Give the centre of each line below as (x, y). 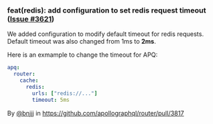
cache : (29, 81)
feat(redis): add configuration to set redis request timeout (107, 10)
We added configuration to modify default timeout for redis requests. (105, 34)
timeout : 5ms (51, 100)
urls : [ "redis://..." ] (65, 93)
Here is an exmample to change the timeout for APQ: (83, 55)
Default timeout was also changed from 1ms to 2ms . (82, 42)
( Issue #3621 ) (31, 19)
